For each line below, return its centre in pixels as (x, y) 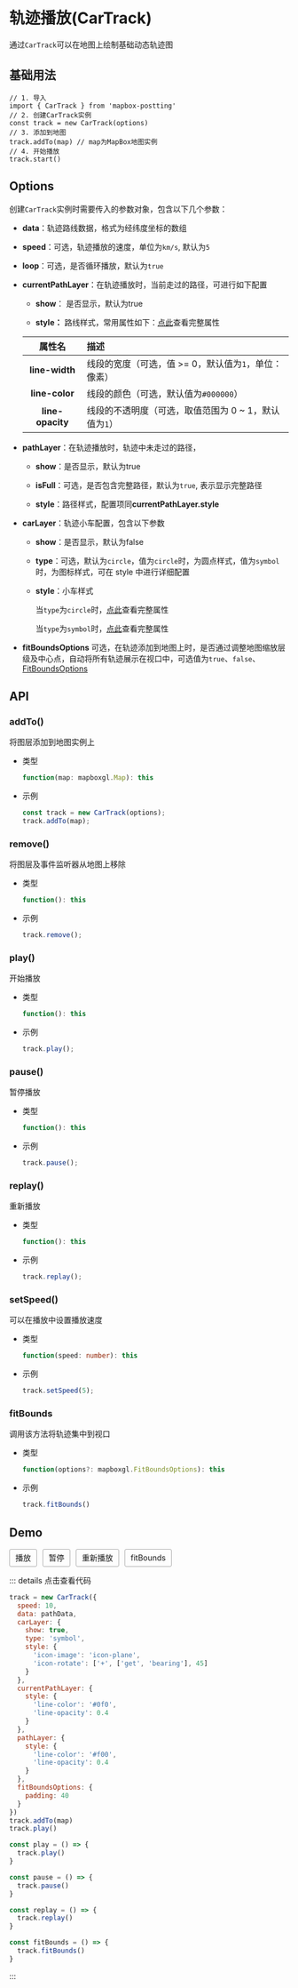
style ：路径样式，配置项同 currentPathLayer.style (127, 504)
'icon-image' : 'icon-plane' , (86, 1655)
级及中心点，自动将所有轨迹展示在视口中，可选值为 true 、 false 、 (141, 658)
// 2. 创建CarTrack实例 (50, 115)
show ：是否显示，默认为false (90, 541)
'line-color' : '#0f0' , (74, 1705)
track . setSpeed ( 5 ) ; (58, 1391)
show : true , (47, 1631)
